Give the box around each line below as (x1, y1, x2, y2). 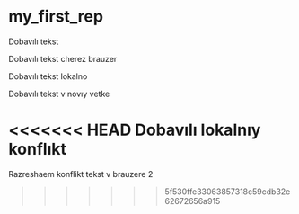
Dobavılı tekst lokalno (8, 70, 88, 82)
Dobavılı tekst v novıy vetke (8, 88, 110, 99)
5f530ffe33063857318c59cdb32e (164, 186, 291, 197)
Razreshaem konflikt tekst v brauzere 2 (8, 168, 154, 179)
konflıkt (8, 139, 67, 159)
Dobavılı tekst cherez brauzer (8, 53, 118, 64)
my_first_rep (8, 6, 104, 27)
